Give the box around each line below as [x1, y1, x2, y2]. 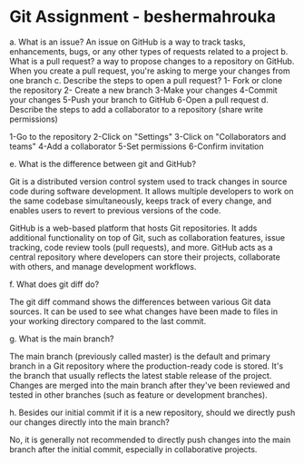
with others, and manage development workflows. [9, 261, 197, 271]
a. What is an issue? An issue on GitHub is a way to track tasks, [9, 36, 246, 47]
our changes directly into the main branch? [9, 416, 170, 428]
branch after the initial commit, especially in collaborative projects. [9, 443, 258, 455]
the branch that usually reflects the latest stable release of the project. [9, 370, 272, 380]
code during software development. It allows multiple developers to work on [9, 185, 294, 196]
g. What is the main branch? [9, 333, 114, 344]
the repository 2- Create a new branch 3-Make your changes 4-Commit [9, 84, 279, 95]
